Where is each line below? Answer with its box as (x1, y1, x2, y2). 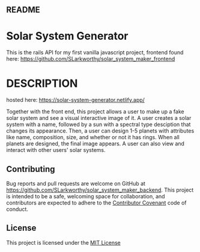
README (6, 5, 40, 15)
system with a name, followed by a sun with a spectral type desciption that (6, 121, 191, 128)
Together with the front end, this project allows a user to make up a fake (6, 108, 184, 115)
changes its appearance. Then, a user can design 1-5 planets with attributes (6, 127, 195, 134)
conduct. (6, 206, 29, 213)
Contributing (6, 164, 55, 174)
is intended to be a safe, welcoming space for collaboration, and (6, 193, 165, 200)
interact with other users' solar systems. (6, 146, 106, 154)
